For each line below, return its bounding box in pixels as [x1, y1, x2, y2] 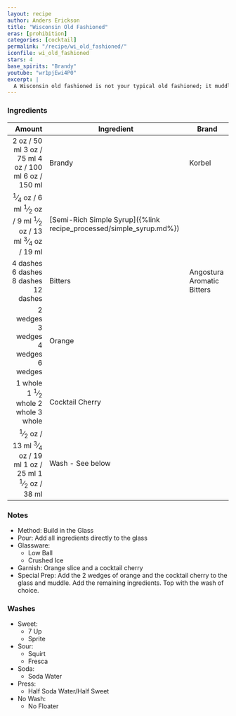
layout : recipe [7, 10, 52, 18]
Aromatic [189, 276, 220, 285]
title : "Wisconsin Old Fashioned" [7, 23, 109, 30]
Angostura [189, 267, 224, 277]
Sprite [27, 635, 46, 643]
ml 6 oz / [13, 171, 43, 180]
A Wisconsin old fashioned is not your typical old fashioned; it [13, 82, 212, 89]
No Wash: [17, 695, 46, 703]
